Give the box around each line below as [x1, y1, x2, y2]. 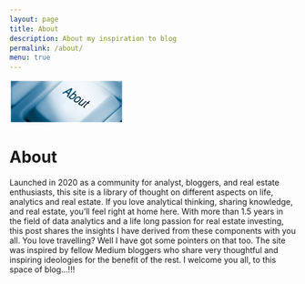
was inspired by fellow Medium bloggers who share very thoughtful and [9, 244, 280, 255]
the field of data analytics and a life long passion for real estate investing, [9, 215, 284, 227]
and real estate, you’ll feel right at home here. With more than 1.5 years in [9, 206, 284, 217]
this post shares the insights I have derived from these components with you [9, 225, 297, 236]
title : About [9, 24, 59, 34]
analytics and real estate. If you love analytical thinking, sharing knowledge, [9, 196, 293, 207]
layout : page [9, 15, 59, 24]
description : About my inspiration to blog [9, 34, 178, 43]
